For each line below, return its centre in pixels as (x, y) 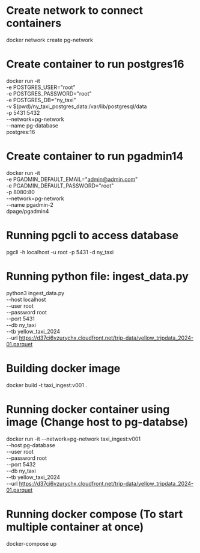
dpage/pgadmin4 (28, 211)
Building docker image (63, 368)
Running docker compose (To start (95, 514)
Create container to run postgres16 (95, 64)
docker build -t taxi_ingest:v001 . (47, 385)
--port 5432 (21, 464)
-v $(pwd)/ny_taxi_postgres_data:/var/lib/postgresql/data (77, 106)
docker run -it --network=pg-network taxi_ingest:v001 (74, 439)
